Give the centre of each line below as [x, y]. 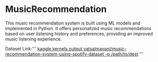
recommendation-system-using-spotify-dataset [55, 54]
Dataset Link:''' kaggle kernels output [44, 48]
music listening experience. [34, 39]
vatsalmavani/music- [105, 48]
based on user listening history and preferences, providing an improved [79, 33]
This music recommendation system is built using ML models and [73, 23]
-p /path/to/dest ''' [124, 54]
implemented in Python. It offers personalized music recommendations [78, 28]
